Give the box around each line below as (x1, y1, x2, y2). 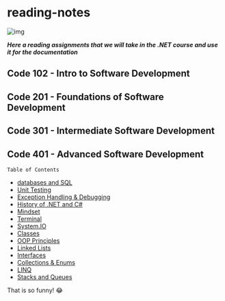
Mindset (16, 207, 40, 215)
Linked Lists (16, 244, 51, 252)
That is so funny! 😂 (7, 286, 64, 294)
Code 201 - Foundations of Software (7, 91, 164, 103)
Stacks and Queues (16, 272, 72, 281)
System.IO (16, 222, 47, 230)
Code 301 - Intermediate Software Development (7, 125, 215, 137)
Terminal (16, 214, 42, 223)
